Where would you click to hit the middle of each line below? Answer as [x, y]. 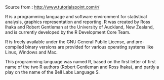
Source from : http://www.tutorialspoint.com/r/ [52, 7]
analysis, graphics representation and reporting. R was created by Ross [78, 22]
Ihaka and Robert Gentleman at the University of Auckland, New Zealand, [80, 27]
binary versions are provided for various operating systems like [89, 47]
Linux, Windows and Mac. [31, 52]
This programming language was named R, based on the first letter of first [81, 62]
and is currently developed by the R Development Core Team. [68, 32]
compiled [15, 47]
